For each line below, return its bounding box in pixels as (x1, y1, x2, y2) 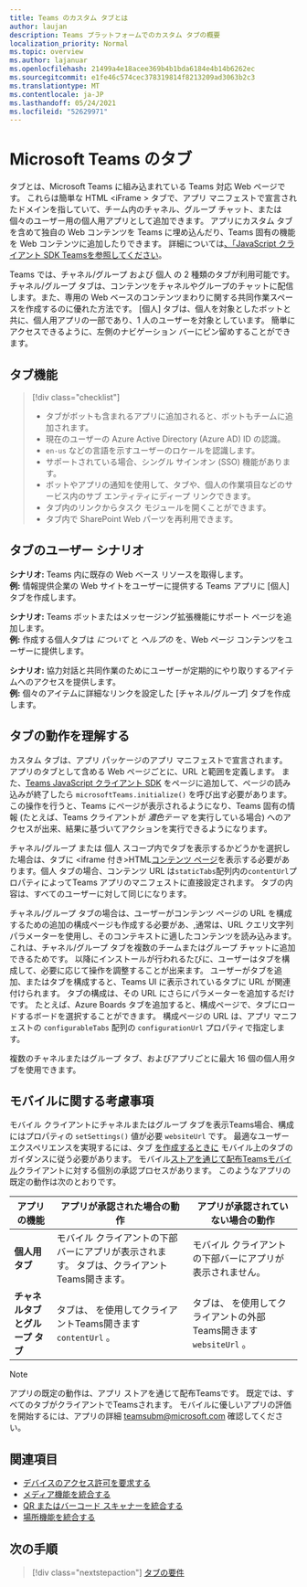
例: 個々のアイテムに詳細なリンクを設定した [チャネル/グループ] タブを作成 (9, 687, 291, 698)
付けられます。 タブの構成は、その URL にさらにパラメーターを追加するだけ (9, 987, 295, 998)
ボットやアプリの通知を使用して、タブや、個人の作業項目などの (45, 479, 286, 490)
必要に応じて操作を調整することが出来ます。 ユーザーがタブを (40, 964, 275, 975)
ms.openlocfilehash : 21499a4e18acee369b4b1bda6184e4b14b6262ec (9, 65, 256, 74)
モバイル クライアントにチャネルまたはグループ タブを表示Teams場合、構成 (9, 1119, 295, 1130)
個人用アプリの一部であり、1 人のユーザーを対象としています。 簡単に (33, 314, 296, 325)
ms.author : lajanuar (9, 56, 89, 65)
